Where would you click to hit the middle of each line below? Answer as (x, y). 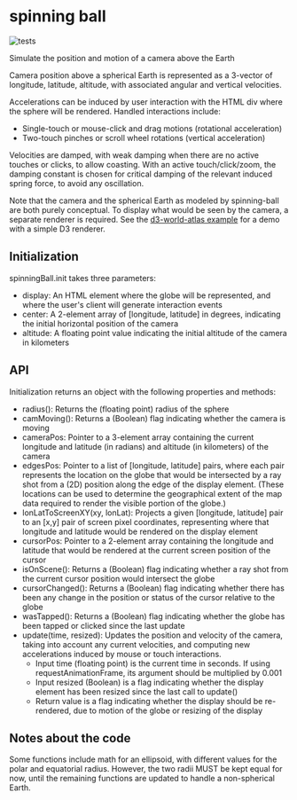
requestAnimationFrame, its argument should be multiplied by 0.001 (159, 672)
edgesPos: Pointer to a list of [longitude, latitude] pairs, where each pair (153, 465)
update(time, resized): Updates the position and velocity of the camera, (152, 635)
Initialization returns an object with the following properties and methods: (143, 391)
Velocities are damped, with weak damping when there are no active (134, 155)
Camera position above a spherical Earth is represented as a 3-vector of (141, 75)
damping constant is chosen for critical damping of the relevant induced (141, 174)
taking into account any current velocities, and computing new (136, 644)
